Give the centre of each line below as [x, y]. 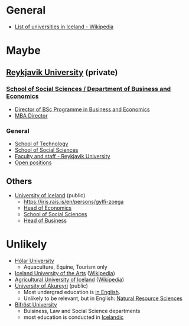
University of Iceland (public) [50, 195]
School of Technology [41, 144]
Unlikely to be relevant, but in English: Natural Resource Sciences [103, 298]
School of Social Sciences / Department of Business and [89, 89]
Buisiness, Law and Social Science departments [82, 311]
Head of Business [45, 220]
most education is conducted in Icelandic [74, 317]
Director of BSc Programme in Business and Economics [82, 109]
